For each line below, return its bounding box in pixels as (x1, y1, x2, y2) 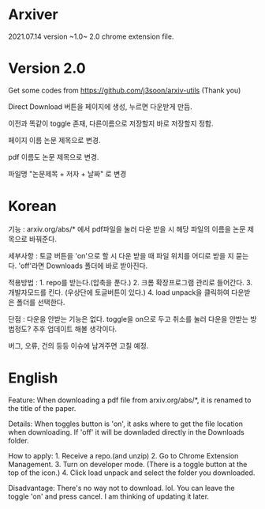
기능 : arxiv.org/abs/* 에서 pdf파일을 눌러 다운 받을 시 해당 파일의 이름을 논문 (8, 224, 246, 234)
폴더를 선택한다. (16, 297, 65, 307)
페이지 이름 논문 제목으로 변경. (8, 135, 101, 145)
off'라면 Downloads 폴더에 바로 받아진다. (21, 261, 148, 270)
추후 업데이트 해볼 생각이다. (32, 324, 118, 334)
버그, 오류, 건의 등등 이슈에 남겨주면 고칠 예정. (8, 341, 149, 350)
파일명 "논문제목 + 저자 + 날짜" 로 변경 (8, 168, 127, 179)
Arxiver (8, 6, 58, 24)
